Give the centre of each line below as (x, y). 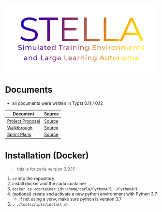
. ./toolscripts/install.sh (40, 204)
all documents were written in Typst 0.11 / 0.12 (57, 103)
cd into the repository (33, 178)
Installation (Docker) (47, 155)
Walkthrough (20, 128)
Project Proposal (23, 121)
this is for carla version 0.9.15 (46, 169)
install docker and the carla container (49, 183)
